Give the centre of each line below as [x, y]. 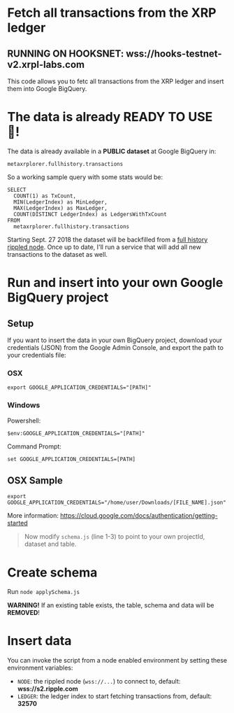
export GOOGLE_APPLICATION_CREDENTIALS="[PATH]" [79, 388]
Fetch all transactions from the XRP [112, 13]
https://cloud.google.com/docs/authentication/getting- [139, 516]
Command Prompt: [34, 446]
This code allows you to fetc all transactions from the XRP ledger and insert [116, 81]
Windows [24, 405]
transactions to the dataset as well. [58, 254]
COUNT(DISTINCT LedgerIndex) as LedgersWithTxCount [90, 214]
